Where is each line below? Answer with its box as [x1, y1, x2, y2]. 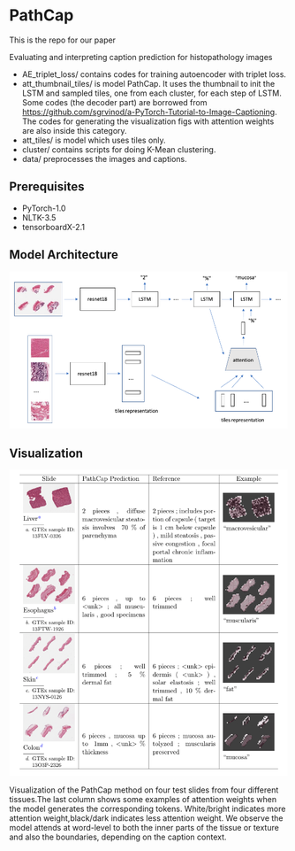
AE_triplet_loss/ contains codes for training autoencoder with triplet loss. [21, 68, 287, 80]
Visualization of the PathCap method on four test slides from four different [9, 785, 279, 795]
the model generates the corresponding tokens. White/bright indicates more [9, 803, 286, 814]
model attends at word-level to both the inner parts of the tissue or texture [9, 822, 280, 832]
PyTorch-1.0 [21, 203, 66, 213]
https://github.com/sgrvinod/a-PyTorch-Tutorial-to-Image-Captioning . [21, 106, 277, 117]
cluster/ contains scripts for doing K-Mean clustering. [21, 143, 216, 155]
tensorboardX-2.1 [21, 221, 86, 232]
